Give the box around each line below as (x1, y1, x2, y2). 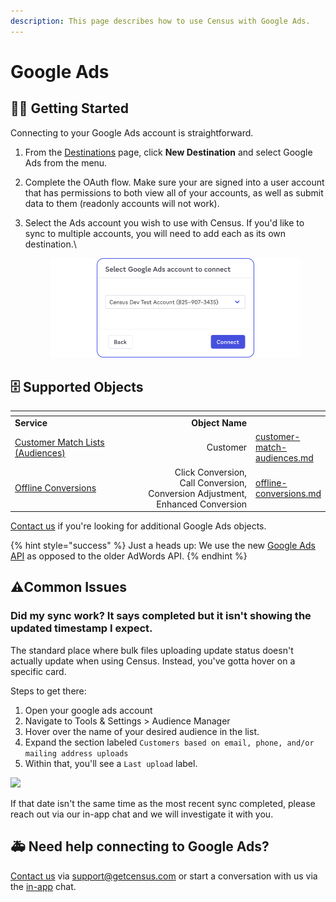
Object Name (191, 417, 248, 429)
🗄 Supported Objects (10, 378, 144, 395)
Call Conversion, (179, 476, 248, 489)
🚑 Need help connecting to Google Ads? (10, 838, 270, 855)
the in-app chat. (10, 880, 77, 892)
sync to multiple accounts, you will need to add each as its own (24, 227, 287, 239)
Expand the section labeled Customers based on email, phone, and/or (24, 736, 315, 748)
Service (14, 417, 48, 429)
